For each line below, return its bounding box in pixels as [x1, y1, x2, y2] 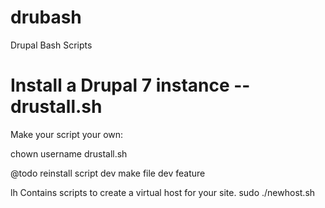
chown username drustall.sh [10, 147, 128, 160]
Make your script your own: [10, 128, 124, 140]
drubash [10, 6, 82, 29]
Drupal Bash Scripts [10, 39, 93, 51]
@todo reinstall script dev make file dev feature [10, 167, 206, 179]
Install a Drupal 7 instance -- [10, 74, 251, 97]
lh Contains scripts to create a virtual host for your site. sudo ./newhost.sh [10, 186, 316, 198]
